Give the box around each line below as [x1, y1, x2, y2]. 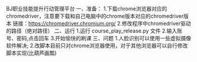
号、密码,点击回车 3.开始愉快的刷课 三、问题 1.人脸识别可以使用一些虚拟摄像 [6, 35, 191, 41]
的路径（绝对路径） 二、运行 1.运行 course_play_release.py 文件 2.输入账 [6, 27, 183, 34]
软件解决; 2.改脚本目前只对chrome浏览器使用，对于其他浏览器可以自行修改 [6, 42, 188, 49]
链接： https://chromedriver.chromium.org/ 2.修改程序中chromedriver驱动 [12, 20, 191, 27]
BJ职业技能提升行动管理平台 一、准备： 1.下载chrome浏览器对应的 [6, 5, 167, 12]
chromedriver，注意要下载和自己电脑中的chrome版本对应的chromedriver [6, 12, 184, 19]
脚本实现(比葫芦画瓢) [6, 50, 57, 56]
